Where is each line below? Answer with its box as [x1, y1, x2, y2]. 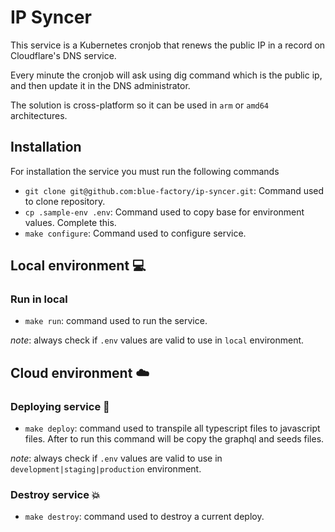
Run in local [10, 292, 68, 306]
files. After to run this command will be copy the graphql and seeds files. [24, 433, 325, 445]
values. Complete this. [24, 216, 117, 228]
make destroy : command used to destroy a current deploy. [24, 511, 265, 523]
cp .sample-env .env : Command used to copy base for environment [24, 206, 305, 218]
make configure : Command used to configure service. [24, 227, 247, 239]
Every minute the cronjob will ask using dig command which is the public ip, [10, 69, 323, 81]
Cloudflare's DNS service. [10, 49, 117, 61]
